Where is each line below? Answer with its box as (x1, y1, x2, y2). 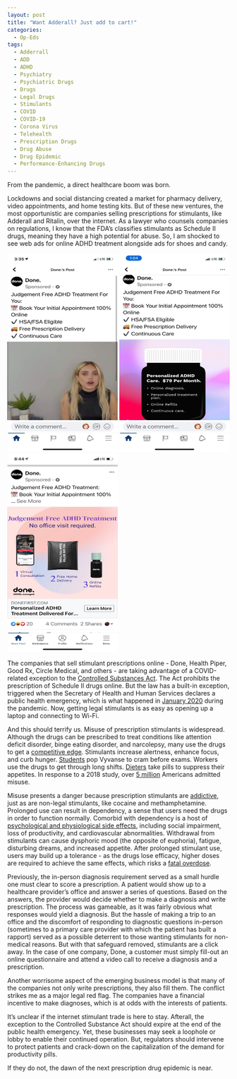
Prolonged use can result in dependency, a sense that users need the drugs (7, 806, 228, 815)
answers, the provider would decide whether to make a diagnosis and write (7, 895, 226, 904)
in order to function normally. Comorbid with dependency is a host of (7, 814, 208, 823)
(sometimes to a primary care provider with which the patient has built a (7, 925, 217, 934)
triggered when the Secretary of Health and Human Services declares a (7, 689, 216, 698)
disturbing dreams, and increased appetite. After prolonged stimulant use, (7, 844, 222, 852)
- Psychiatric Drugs (13, 78, 74, 85)
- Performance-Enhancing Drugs (13, 160, 106, 167)
